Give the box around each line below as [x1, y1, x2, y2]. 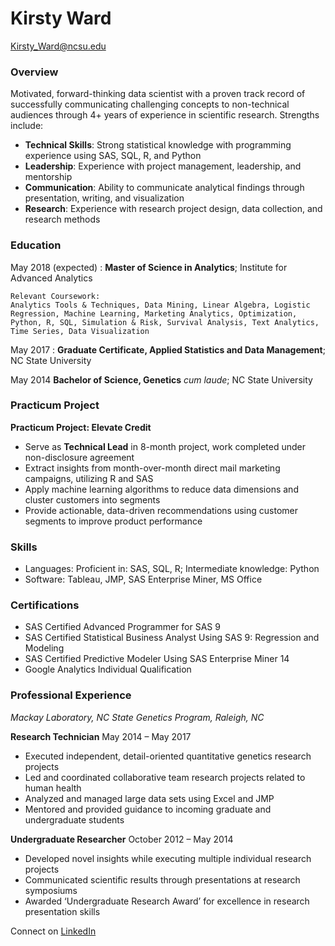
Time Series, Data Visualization [10, 326, 150, 336]
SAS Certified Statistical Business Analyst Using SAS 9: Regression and [24, 632, 320, 644]
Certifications [10, 598, 80, 612]
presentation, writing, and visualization [24, 192, 185, 204]
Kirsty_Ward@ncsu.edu [10, 40, 107, 52]
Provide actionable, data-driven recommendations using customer [24, 504, 299, 516]
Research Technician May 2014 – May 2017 [10, 730, 192, 742]
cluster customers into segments [24, 493, 161, 506]
